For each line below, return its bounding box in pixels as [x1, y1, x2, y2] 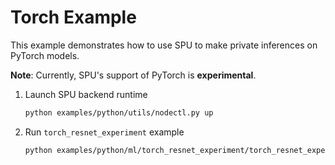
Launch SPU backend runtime [24, 88, 148, 100]
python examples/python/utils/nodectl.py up [24, 107, 214, 118]
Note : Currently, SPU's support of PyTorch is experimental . [10, 69, 257, 81]
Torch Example [10, 6, 137, 29]
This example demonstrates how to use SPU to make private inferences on [10, 39, 318, 51]
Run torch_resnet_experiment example [24, 126, 185, 138]
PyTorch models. [10, 49, 80, 61]
